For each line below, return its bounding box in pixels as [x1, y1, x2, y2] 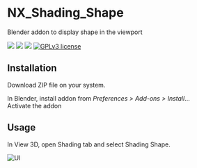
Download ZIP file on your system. [7, 81, 106, 89]
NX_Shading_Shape [7, 5, 124, 21]
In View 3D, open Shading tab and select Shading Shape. [7, 140, 171, 149]
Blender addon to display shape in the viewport [7, 28, 143, 36]
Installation [7, 62, 57, 74]
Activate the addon [7, 101, 62, 110]
